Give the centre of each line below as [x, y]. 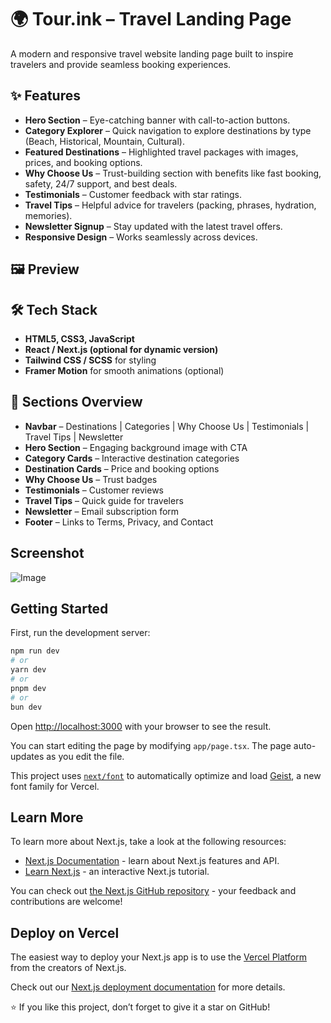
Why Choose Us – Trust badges [91, 479]
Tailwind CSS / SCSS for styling [90, 360]
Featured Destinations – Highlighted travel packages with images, [161, 152]
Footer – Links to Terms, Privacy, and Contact [119, 522]
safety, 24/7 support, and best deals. [101, 183]
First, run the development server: [80, 633]
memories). [48, 215]
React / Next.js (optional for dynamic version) [121, 349]
